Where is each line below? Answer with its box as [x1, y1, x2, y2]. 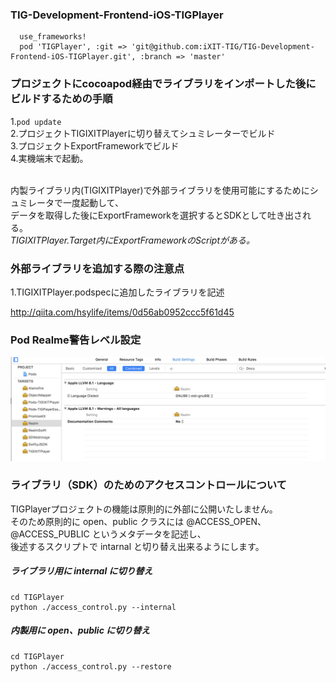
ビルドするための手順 [10, 92, 113, 106]
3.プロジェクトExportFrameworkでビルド [10, 139, 180, 152]
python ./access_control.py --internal [10, 602, 177, 612]
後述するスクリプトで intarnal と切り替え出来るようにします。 [10, 540, 265, 552]
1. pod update [10, 115, 62, 127]
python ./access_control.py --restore [10, 661, 172, 672]
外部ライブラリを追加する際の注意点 [10, 261, 185, 275]
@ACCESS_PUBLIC [10, 528, 90, 540]
